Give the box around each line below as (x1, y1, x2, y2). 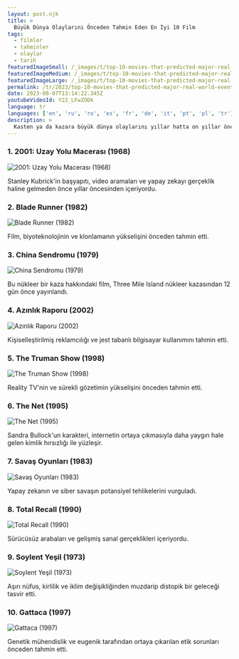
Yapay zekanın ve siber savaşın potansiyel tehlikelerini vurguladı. (7, 486, 197, 495)
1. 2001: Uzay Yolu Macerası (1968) (7, 147, 131, 157)
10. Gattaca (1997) (7, 608, 71, 618)
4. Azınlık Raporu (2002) (7, 305, 95, 315)
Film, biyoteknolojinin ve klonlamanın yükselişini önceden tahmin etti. (7, 233, 210, 241)
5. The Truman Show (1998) (7, 353, 105, 363)
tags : (7, 30, 23, 38)
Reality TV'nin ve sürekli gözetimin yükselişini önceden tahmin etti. (7, 383, 203, 392)
